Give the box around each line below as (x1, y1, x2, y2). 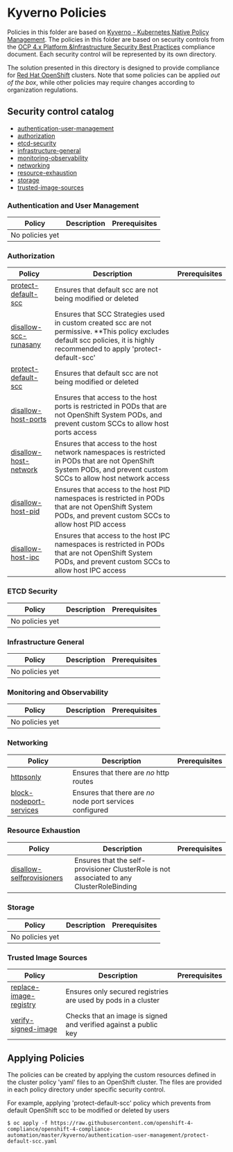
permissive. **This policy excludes (54, 327, 170, 336)
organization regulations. (7, 85, 78, 94)
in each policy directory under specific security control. (7, 1085, 166, 1094)
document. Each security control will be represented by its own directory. (7, 50, 217, 58)
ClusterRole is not (112, 864, 171, 873)
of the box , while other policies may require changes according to (7, 78, 196, 86)
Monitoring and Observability (7, 687, 109, 697)
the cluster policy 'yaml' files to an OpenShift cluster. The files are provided (7, 1078, 222, 1087)
